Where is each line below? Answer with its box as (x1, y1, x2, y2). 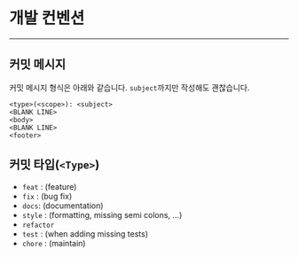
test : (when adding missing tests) (21, 228, 149, 239)
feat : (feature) (21, 181, 77, 191)
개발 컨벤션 (9, 8, 85, 28)
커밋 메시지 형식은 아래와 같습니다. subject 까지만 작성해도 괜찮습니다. (9, 82, 250, 93)
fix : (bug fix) (21, 191, 73, 201)
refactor (21, 221, 55, 230)
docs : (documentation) (21, 200, 104, 211)
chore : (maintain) (21, 238, 86, 248)
